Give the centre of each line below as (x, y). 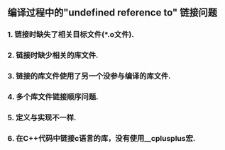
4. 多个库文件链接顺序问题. (53, 97)
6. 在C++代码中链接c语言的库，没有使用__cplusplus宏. (101, 138)
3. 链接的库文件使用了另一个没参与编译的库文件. (89, 76)
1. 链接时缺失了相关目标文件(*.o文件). (71, 35)
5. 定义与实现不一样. (42, 117)
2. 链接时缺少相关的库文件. (53, 55)
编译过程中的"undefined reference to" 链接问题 (112, 13)
